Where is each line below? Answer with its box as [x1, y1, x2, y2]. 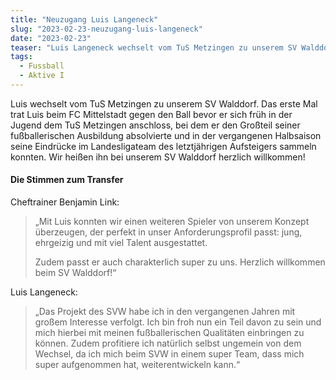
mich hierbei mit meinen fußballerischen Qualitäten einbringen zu [34, 327, 305, 339]
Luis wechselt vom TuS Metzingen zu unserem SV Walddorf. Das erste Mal [10, 97, 318, 110]
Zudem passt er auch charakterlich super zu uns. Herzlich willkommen [34, 256, 326, 268]
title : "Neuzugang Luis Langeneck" [10, 14, 159, 25]
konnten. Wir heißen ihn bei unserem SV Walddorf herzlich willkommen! [10, 151, 306, 163]
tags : [10, 52, 33, 62]
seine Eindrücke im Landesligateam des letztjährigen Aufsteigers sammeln [10, 140, 317, 152]
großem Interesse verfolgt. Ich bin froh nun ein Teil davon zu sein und [34, 316, 322, 328]
